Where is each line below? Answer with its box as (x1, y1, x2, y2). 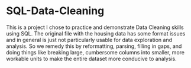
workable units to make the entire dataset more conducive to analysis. (6, 55, 177, 62)
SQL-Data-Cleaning (6, 4, 105, 18)
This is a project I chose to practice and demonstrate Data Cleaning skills (6, 24, 184, 31)
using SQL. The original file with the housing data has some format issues (6, 30, 186, 37)
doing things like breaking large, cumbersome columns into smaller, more (6, 48, 185, 56)
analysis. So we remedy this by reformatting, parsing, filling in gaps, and (6, 43, 182, 50)
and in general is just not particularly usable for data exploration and (6, 36, 173, 43)
